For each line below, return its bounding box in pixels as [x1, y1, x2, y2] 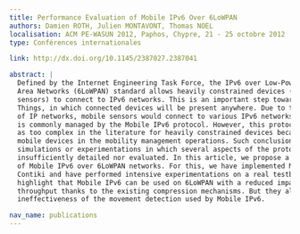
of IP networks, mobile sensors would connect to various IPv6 [17, 112, 257, 121]
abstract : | [9, 71, 54, 79]
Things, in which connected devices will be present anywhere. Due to [17, 104, 286, 113]
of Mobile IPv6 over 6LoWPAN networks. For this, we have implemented [17, 162, 286, 171]
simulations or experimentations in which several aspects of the [17, 145, 270, 155]
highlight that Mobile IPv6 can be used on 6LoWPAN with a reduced [17, 178, 274, 188]
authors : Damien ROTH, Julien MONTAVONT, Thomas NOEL [9, 21, 214, 30]
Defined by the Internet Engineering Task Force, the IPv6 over [17, 79, 262, 88]
